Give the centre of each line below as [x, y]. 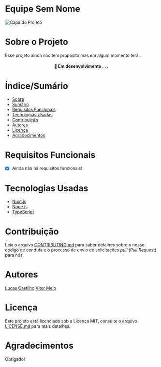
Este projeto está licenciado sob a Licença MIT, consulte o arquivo [71, 321]
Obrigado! [15, 359]
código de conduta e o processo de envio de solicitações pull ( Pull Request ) [81, 250]
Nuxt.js [19, 201]
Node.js [20, 207]
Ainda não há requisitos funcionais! [47, 168]
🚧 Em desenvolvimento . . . [81, 66]
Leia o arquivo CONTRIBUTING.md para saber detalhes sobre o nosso [75, 245]
